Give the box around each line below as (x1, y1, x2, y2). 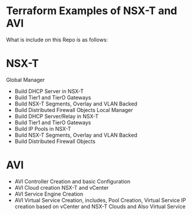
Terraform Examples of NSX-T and (6, 4, 178, 18)
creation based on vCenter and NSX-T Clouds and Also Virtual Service (14, 203, 186, 210)
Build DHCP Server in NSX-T (14, 87, 84, 95)
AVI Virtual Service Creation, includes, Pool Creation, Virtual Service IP (14, 196, 187, 204)
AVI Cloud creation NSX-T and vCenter (14, 184, 109, 191)
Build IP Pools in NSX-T (14, 125, 72, 132)
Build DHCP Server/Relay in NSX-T (14, 113, 99, 120)
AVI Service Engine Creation (14, 190, 84, 197)
